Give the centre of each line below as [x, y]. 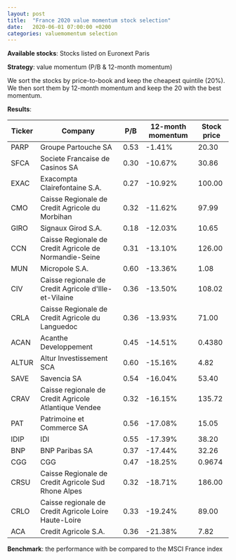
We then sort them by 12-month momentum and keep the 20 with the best [114, 88]
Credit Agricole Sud [73, 483]
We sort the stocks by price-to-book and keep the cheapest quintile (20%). [116, 81]
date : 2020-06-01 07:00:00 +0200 [59, 27]
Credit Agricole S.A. [73, 532]
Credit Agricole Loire [74, 511]
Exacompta [59, 179]
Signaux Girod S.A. [71, 228]
